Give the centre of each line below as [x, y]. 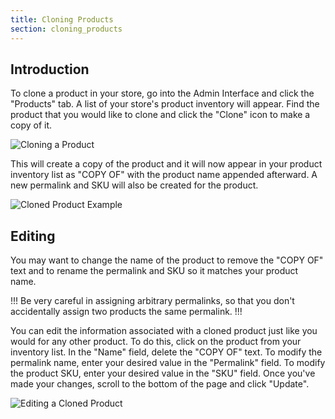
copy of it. [31, 125]
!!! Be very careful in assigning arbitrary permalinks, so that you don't [152, 301]
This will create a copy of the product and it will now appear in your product [166, 164]
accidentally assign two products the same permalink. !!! [126, 312]
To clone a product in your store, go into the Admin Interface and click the [162, 93]
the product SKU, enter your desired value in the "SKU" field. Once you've [163, 373]
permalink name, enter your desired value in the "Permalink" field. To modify [168, 363]
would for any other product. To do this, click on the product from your [156, 342]
